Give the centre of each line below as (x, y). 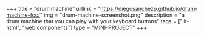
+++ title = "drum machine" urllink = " (53, 9)
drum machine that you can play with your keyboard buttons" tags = (92, 21)
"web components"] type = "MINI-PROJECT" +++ (85, 27)
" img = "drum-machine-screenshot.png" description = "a (112, 15)
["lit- (184, 21)
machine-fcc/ (23, 15)
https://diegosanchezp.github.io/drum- (149, 9)
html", (14, 27)
